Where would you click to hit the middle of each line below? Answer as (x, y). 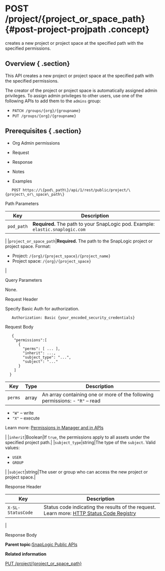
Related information (26, 554)
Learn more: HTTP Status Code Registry (90, 513)
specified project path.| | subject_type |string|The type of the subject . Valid (80, 442)
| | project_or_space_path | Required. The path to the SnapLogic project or (79, 241)
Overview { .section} (38, 64)
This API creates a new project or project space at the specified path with (79, 75)
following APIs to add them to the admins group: (53, 101)
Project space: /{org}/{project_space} (52, 261)
